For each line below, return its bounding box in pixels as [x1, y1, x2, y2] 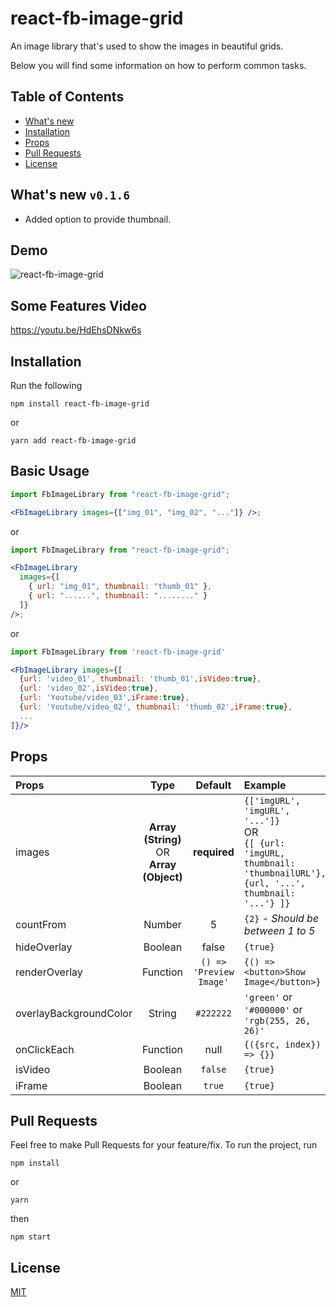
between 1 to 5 [243, 923, 316, 937]
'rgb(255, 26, [243, 1015, 312, 1026]
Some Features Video [10, 297, 147, 314]
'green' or [243, 990, 293, 1004]
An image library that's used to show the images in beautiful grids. [10, 40, 284, 52]
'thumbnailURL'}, [243, 867, 327, 879]
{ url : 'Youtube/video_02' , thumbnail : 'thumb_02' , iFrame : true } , [19, 702, 293, 712]
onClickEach [15, 1042, 75, 1056]
